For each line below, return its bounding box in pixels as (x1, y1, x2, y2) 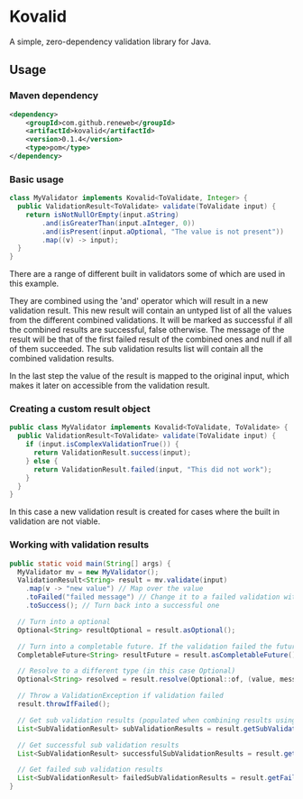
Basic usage (9, 173, 65, 186)
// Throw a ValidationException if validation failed (17, 692, 224, 701)
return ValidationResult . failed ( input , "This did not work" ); (32, 464, 272, 474)
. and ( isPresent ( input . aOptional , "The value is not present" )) (41, 227, 284, 236)
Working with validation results (9, 538, 150, 551)
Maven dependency (9, 89, 99, 102)
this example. (9, 278, 60, 289)
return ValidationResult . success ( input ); (32, 448, 192, 457)
